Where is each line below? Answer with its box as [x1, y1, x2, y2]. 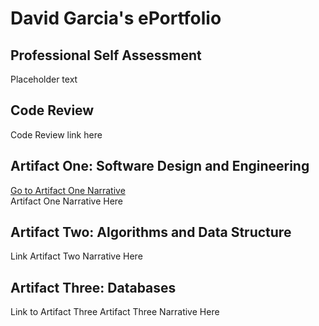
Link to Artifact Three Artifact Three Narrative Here [10, 306, 220, 318]
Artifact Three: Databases [10, 279, 177, 296]
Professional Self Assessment [10, 47, 202, 64]
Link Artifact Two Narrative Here [10, 250, 143, 262]
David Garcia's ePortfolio [10, 7, 222, 30]
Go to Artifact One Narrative [10, 184, 126, 196]
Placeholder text [10, 73, 78, 85]
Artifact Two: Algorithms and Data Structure [10, 224, 292, 241]
